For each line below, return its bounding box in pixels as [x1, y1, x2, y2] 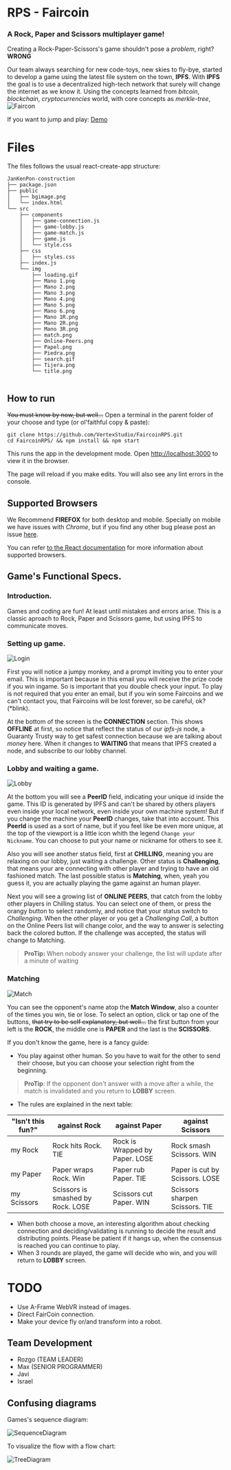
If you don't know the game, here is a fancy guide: [7, 1038, 150, 1046]
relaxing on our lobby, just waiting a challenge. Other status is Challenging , [7, 857, 221, 865]
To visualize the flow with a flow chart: [7, 1442, 116, 1451]
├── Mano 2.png [32, 284, 76, 291]
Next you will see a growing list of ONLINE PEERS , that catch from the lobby [7, 892, 223, 901]
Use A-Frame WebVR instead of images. [16, 1302, 131, 1311]
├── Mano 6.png [32, 308, 76, 315]
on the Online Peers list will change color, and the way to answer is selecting [7, 922, 224, 930]
